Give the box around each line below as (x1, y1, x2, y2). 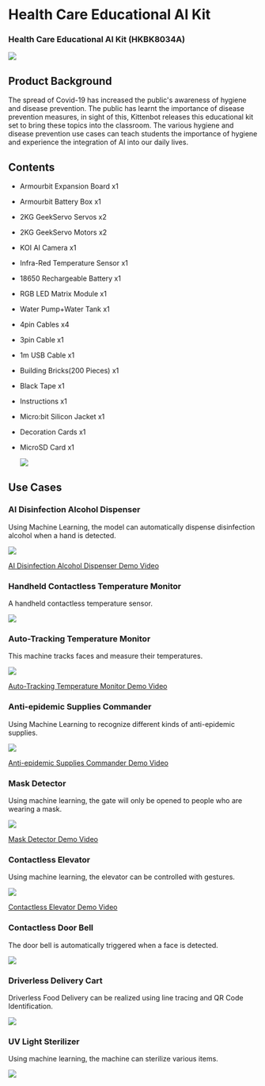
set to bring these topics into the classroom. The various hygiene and (8, 120, 234, 130)
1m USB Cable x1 (19, 350, 75, 360)
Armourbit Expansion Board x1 (19, 182, 119, 191)
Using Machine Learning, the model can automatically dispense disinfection (8, 522, 256, 532)
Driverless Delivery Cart (8, 975, 103, 986)
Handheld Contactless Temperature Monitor (8, 580, 182, 591)
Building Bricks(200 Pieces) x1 (19, 366, 119, 376)
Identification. (8, 1001, 53, 1011)
